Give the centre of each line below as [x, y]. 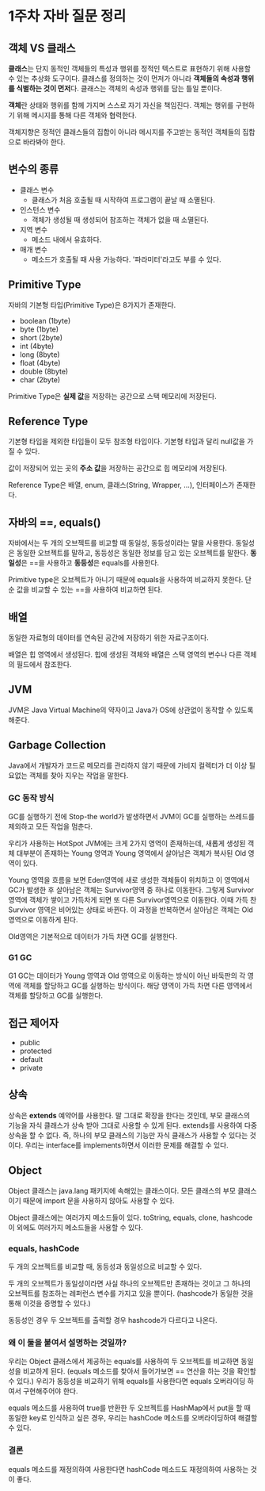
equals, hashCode [44, 1248]
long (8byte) [40, 355]
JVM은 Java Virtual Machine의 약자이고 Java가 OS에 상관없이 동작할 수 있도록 [131, 710]
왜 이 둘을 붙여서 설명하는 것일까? [68, 1343]
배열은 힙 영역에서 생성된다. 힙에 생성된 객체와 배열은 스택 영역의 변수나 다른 [125, 654]
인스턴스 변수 [40, 209]
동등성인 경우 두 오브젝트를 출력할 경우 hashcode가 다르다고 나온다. [113, 1320]
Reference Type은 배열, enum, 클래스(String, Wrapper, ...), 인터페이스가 [121, 485]
